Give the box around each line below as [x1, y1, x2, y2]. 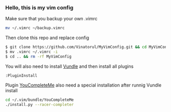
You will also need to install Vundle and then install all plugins [5, 63, 134, 69]
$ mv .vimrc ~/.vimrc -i [5, 49, 58, 54]
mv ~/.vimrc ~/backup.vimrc [5, 25, 65, 31]
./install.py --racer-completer [5, 102, 74, 107]
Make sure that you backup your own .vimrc [5, 16, 98, 22]
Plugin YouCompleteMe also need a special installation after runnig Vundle [5, 82, 162, 88]
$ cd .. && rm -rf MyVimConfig [5, 54, 72, 59]
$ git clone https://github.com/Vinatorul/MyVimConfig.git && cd [5, 45, 147, 50]
